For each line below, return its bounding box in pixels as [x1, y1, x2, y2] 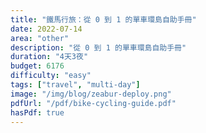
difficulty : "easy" [10, 71, 92, 81]
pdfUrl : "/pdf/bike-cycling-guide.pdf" [10, 98, 177, 108]
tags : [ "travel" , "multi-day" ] [10, 80, 141, 90]
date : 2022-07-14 [10, 24, 83, 34]
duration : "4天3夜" [10, 52, 89, 62]
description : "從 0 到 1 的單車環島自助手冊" [10, 42, 187, 53]
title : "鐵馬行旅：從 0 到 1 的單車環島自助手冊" [10, 14, 197, 25]
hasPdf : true [10, 107, 65, 118]
